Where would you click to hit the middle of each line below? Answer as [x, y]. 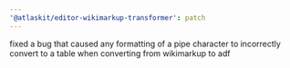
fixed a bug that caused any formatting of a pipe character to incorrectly [145, 44]
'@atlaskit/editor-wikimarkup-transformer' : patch [108, 18]
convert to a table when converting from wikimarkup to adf [120, 53]
